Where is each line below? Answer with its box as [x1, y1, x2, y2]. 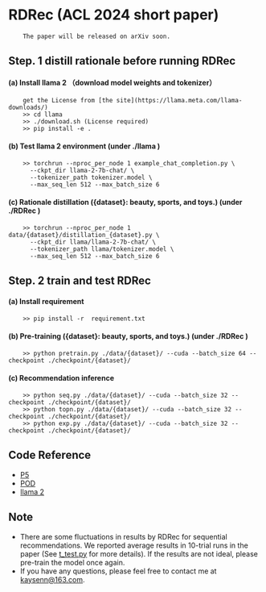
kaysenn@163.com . [19, 574, 86, 584]
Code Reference [8, 448, 92, 462]
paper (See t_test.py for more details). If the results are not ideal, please [19, 548, 259, 558]
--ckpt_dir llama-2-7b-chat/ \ [29, 166, 135, 174]
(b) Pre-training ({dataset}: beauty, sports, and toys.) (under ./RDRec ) [8, 331, 248, 341]
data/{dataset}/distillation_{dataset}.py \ [8, 231, 160, 239]
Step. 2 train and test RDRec [8, 274, 151, 288]
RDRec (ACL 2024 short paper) [8, 6, 219, 24]
